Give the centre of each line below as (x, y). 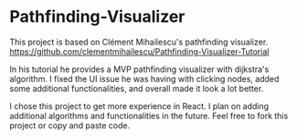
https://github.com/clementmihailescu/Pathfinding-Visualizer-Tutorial (139, 51)
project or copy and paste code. (70, 125)
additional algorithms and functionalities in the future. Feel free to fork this (149, 115)
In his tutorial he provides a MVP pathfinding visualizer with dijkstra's (139, 69)
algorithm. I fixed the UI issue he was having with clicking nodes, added (144, 78)
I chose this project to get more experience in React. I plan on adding (139, 105)
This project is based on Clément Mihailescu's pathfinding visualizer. (139, 42)
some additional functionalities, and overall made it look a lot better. (137, 88)
